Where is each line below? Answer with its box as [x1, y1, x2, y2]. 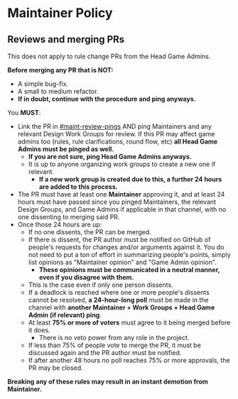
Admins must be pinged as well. [17, 145, 114, 153]
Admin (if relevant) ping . [28, 311, 102, 319]
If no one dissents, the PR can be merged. [28, 228, 151, 236]
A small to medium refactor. [17, 87, 99, 95]
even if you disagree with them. [38, 273, 134, 281]
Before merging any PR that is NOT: [7, 66, 114, 74]
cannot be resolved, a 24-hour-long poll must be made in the [28, 296, 210, 304]
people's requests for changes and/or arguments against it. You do [28, 243, 225, 251]
